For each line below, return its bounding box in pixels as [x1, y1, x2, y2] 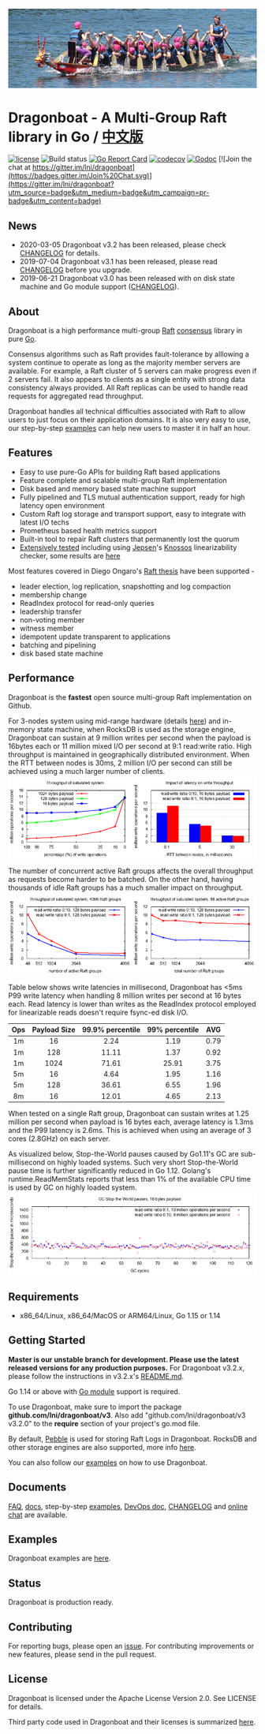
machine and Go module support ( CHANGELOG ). [19, 282, 180, 292]
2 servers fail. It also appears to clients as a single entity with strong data [8, 375, 246, 383]
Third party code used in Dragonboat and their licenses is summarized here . [8, 1717, 256, 1726]
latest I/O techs [19, 518, 69, 527]
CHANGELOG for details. [19, 249, 100, 258]
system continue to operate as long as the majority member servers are [8, 358, 241, 367]
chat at [8, 163, 32, 172]
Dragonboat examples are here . [8, 1553, 111, 1563]
